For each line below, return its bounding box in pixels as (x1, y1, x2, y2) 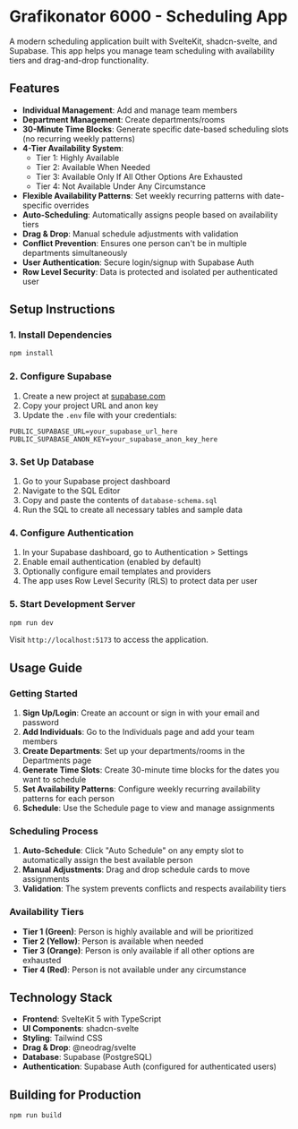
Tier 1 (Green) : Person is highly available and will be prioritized (21, 926, 253, 937)
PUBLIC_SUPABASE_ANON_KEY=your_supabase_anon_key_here (9, 434, 218, 444)
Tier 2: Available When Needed (35, 161, 150, 172)
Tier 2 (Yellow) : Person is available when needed (21, 936, 204, 946)
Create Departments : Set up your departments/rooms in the (21, 746, 245, 757)
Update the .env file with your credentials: (21, 409, 177, 420)
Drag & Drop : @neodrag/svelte (21, 1042, 137, 1053)
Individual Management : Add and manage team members (21, 105, 238, 115)
